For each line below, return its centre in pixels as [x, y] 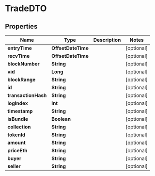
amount [16, 143]
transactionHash [27, 95]
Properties [21, 26]
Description [107, 40]
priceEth [17, 151]
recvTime [19, 56]
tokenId [16, 135]
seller [14, 166]
